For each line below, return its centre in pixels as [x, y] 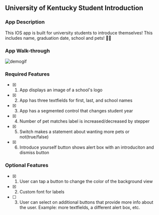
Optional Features [27, 165]
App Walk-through [28, 51]
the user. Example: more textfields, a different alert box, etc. [80, 207]
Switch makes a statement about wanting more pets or [74, 132]
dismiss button [34, 153]
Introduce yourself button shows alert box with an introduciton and [87, 147]
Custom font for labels [42, 191]
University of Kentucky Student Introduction [74, 8]
